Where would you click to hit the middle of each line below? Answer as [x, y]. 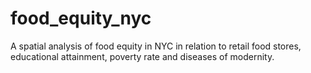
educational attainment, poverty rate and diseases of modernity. [142, 56]
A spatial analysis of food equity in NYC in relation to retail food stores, [156, 46]
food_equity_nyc [81, 18]
